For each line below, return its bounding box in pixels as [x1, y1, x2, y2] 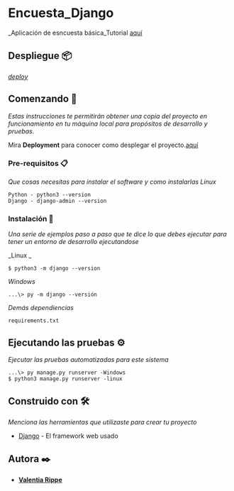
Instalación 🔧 [8, 214, 54, 224]
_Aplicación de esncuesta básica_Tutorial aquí [8, 28, 143, 37]
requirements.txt [8, 317, 60, 324]
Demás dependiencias [8, 304, 74, 312]
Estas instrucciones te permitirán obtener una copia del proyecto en [8, 111, 208, 120]
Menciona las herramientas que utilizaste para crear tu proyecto [8, 417, 197, 426]
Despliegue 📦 [8, 50, 72, 62]
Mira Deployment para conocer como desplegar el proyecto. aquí [8, 140, 199, 149]
